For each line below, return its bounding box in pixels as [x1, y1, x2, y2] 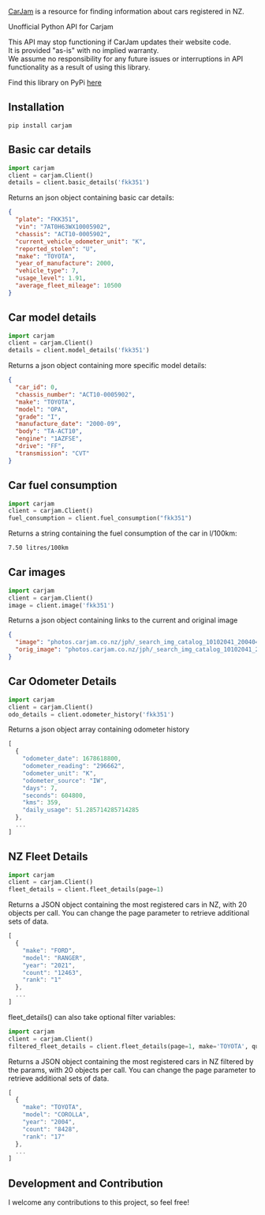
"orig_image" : [15, 645, 62, 654]
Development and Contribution [8, 1176, 163, 1190]
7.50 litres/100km [8, 544, 69, 552]
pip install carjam [8, 122, 73, 130]
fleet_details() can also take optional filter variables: [8, 1012, 176, 1021]
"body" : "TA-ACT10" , [15, 427, 83, 435]
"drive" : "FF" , [15, 442, 65, 450]
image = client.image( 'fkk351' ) [8, 601, 114, 609]
